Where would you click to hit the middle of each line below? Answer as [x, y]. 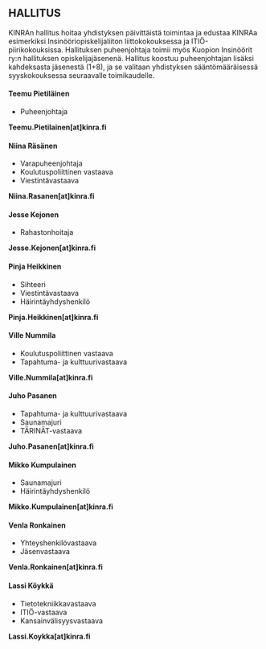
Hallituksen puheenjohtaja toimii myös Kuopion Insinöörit [159, 49]
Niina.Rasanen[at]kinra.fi [51, 196]
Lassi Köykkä [31, 585]
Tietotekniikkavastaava [58, 603]
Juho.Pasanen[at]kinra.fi [51, 446]
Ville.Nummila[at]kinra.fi [51, 377]
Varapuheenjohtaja [51, 163]
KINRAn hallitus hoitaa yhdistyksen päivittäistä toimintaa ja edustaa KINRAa [133, 32]
